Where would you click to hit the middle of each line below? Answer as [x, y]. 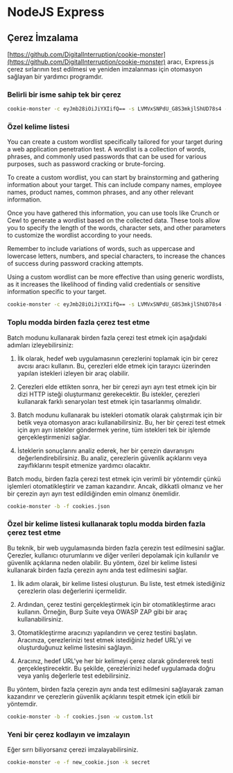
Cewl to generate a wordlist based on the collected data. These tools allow [114, 220]
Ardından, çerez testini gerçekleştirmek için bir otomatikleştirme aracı [116, 604]
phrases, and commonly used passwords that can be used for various [107, 156]
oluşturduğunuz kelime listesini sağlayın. [75, 647]
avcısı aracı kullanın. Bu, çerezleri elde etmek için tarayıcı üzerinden [114, 366]
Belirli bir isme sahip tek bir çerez [64, 95]
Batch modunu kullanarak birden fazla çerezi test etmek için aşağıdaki [107, 337]
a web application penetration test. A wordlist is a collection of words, [107, 149]
